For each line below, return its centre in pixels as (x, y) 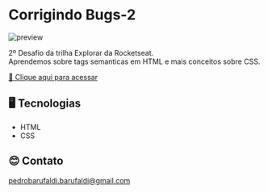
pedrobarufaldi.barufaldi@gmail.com (69, 180)
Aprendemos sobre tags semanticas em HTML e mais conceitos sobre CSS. (134, 61)
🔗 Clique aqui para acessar (53, 77)
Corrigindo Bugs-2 (72, 15)
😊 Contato (36, 161)
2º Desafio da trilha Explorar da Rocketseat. (81, 52)
